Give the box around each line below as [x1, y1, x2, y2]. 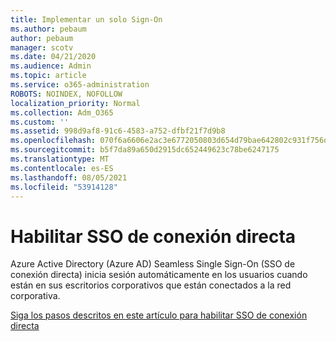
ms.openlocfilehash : [10, 136, 97, 146]
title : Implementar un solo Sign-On [10, 14, 163, 25]
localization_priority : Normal [10, 98, 141, 108]
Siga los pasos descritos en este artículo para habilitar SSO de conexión [10, 309, 308, 321]
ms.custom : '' [10, 117, 70, 127]
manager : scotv [10, 42, 74, 53]
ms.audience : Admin [10, 61, 92, 71]
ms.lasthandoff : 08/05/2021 [10, 172, 128, 183]
